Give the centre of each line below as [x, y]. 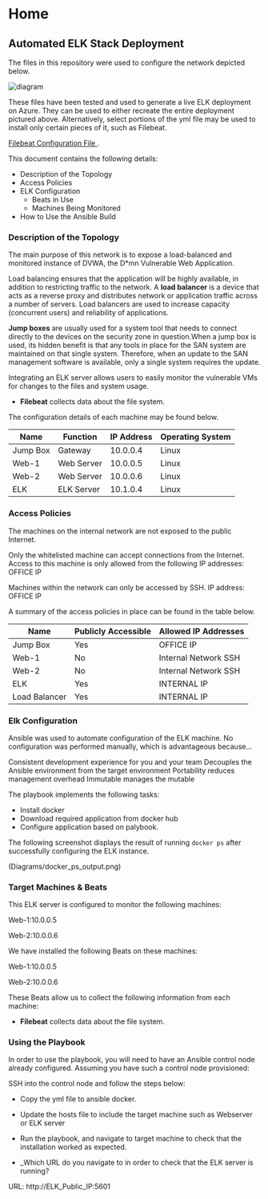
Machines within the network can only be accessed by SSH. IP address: [127, 587]
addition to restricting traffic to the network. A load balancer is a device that [134, 287]
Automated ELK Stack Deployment [96, 44]
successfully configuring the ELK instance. [79, 851]
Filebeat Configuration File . [54, 143]
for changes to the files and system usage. [79, 386]
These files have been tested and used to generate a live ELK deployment [130, 102]
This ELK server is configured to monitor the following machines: [115, 905]
